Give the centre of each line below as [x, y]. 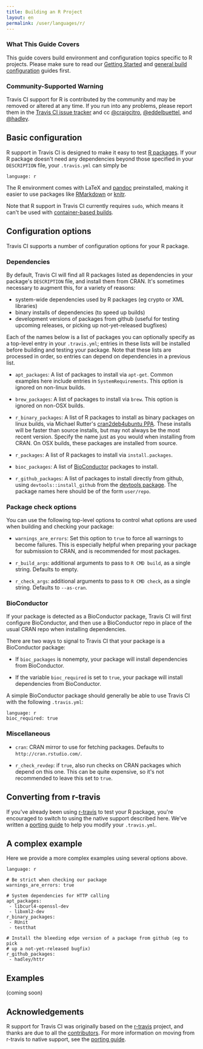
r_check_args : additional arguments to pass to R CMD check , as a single [103, 581]
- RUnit [18, 922]
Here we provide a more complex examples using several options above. [97, 858]
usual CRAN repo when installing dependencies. [66, 629]
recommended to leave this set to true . [64, 778]
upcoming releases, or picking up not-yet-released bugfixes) [91, 325]
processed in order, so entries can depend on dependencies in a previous [98, 356]
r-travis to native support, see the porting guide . [66, 1039]
